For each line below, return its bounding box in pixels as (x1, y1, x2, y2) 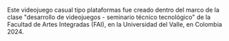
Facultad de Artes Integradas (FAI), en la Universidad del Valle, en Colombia (7, 20, 223, 28)
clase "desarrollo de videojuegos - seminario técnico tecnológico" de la (7, 13, 211, 21)
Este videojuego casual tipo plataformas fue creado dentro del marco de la (7, 6, 219, 14)
